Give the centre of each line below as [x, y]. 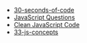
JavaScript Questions [44, 17]
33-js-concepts [36, 32]
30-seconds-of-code [44, 10]
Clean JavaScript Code [47, 25]
